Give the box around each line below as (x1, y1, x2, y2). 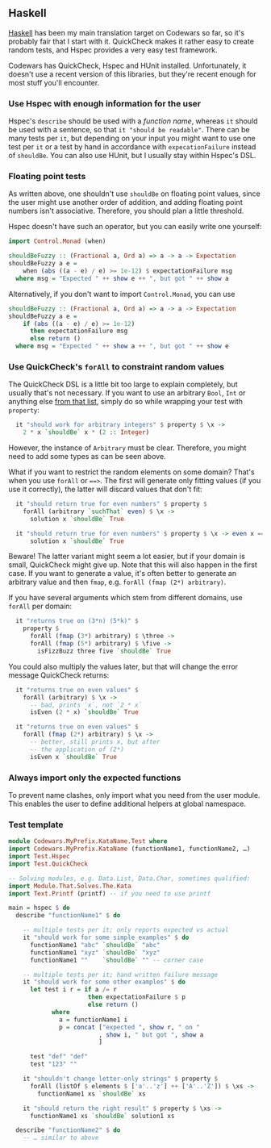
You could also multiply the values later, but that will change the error (8, 662, 239, 671)
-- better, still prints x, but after (29, 738, 161, 746)
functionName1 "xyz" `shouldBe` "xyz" (29, 948, 161, 957)
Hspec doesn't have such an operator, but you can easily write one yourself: (8, 222, 262, 232)
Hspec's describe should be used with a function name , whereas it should (8, 116, 258, 126)
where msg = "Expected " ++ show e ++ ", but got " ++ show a (15, 274, 229, 282)
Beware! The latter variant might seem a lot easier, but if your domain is (8, 552, 246, 561)
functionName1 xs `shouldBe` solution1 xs (29, 1112, 175, 1120)
